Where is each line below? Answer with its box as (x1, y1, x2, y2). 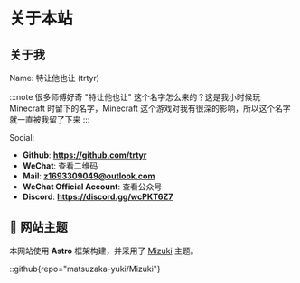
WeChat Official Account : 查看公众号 (22, 181, 163, 192)
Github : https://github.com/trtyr (22, 150, 147, 160)
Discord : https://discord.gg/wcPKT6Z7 (22, 191, 173, 202)
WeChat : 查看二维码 (22, 160, 98, 171)
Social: (9, 132, 35, 142)
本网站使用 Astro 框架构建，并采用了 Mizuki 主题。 (9, 245, 199, 256)
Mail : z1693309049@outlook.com (22, 170, 155, 181)
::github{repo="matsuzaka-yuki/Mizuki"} (9, 263, 161, 274)
